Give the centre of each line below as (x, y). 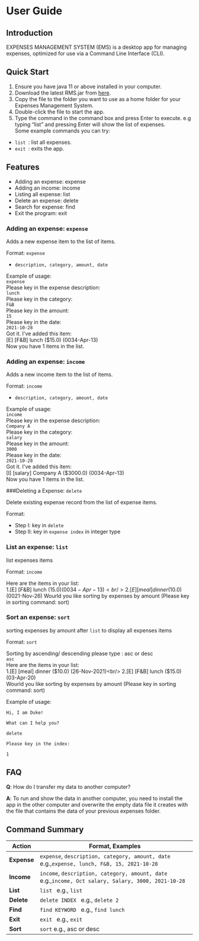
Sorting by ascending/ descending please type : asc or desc (80, 653)
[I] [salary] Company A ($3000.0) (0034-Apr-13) (65, 473)
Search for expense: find (45, 207)
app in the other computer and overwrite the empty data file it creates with (97, 804)
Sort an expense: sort (38, 618)
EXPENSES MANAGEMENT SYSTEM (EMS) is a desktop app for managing (97, 47)
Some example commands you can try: (62, 130)
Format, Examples (115, 846)
